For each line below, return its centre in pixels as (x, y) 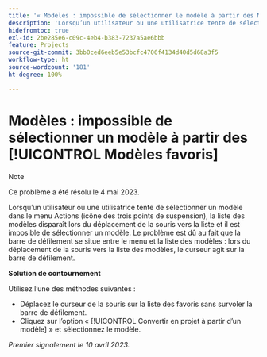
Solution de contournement (54, 273)
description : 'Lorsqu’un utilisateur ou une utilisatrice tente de (122, 23)
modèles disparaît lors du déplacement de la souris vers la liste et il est (124, 224)
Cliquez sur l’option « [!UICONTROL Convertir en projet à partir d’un (130, 321)
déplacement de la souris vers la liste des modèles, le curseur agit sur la (126, 249)
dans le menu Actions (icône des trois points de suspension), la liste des (126, 216)
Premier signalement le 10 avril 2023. (69, 344)
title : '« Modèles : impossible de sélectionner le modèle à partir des (131, 15)
